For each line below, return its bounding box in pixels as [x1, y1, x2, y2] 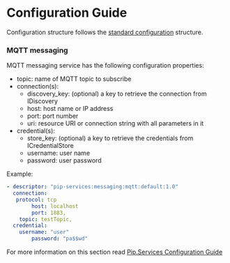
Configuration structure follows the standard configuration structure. [6, 28, 204, 36]
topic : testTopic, [19, 216, 72, 223]
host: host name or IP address [26, 105, 114, 113]
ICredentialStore [26, 142, 75, 150]
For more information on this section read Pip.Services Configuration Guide [6, 248, 223, 256]
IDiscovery [26, 97, 59, 105]
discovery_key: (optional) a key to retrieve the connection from [26, 89, 207, 98]
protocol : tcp [15, 196, 57, 203]
